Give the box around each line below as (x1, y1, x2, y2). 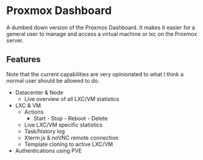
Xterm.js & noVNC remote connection (24, 134, 119, 141)
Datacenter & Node (15, 89, 64, 96)
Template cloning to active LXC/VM (24, 141, 113, 148)
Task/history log (24, 127, 65, 134)
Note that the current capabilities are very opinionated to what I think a (6, 71, 184, 78)
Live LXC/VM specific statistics (24, 121, 102, 128)
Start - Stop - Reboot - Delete (33, 114, 108, 122)
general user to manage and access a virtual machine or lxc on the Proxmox (6, 30, 198, 37)
